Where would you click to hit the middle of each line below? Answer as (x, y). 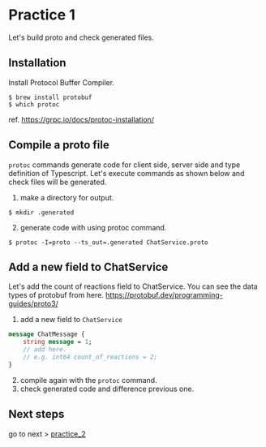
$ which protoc (34, 104)
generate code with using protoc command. (93, 227)
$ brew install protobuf (50, 97)
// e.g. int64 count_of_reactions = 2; (90, 357)
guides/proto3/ (33, 304)
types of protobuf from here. (56, 295)
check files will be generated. (58, 182)
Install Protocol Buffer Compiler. (62, 82)
